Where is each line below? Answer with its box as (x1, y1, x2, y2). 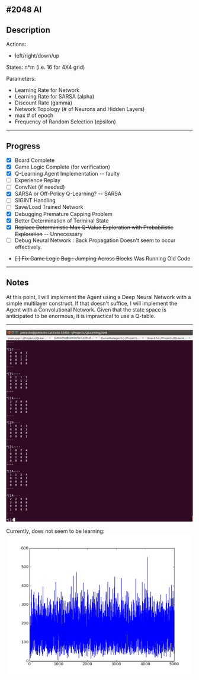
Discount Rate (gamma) (14, 99, 73, 106)
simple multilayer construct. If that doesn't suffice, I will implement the (6, 300, 178, 307)
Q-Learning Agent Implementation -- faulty (14, 170, 120, 177)
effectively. (14, 243, 42, 250)
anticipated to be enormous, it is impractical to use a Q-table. (6, 312, 156, 319)
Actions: (6, 41, 27, 48)
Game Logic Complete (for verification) (14, 163, 111, 171)
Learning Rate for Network (14, 87, 80, 94)
